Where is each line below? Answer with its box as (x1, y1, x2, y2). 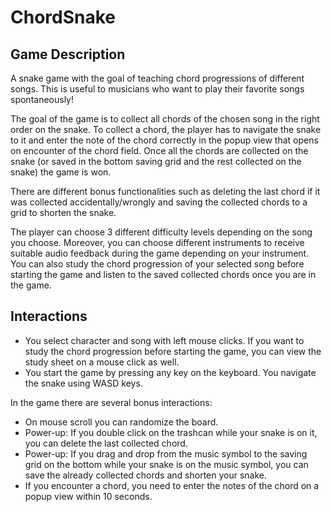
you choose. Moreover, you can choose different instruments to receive (10, 237, 305, 248)
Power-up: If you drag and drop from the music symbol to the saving (24, 447, 308, 460)
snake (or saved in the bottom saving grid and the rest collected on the (10, 156, 302, 167)
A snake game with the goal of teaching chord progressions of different (10, 72, 305, 84)
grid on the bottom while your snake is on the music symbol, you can (24, 458, 309, 470)
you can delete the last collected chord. (24, 437, 188, 449)
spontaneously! (10, 94, 74, 105)
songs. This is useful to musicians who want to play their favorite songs (10, 83, 305, 95)
